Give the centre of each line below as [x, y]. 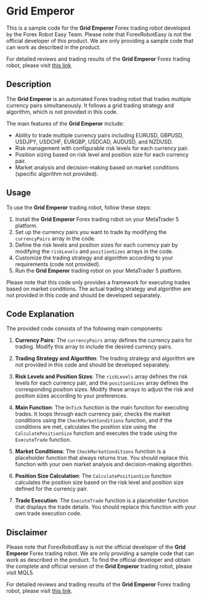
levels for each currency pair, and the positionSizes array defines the [102, 383]
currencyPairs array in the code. [55, 238]
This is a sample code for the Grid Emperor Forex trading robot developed [99, 28]
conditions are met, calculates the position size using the [86, 427]
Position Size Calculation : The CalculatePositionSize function [93, 476]
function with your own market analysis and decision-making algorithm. [104, 465]
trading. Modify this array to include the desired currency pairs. [94, 347]
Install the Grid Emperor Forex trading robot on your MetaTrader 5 [97, 219]
